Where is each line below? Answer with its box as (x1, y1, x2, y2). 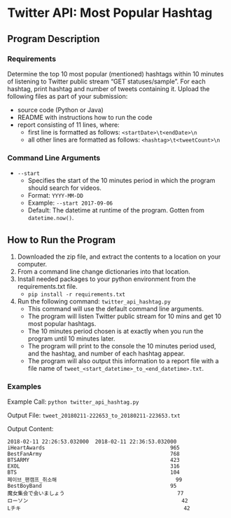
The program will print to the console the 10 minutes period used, (27, 341, 216, 350)
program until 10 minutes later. (27, 334, 115, 343)
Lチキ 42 (7, 505, 190, 512)
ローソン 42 (7, 498, 188, 505)
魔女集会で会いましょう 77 (7, 490, 184, 497)
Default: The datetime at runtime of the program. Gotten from (27, 206, 204, 214)
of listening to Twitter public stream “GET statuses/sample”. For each (7, 77, 206, 86)
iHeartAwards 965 (7, 444, 180, 451)
